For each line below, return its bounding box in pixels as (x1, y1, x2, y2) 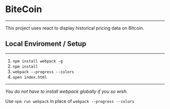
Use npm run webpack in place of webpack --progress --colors (5, 98, 135, 104)
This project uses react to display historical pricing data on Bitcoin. (5, 25, 144, 31)
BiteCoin (5, 4, 42, 15)
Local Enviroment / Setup (5, 39, 87, 48)
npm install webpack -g (12, 59, 63, 64)
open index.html (12, 75, 47, 80)
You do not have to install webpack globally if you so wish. (5, 88, 128, 94)
